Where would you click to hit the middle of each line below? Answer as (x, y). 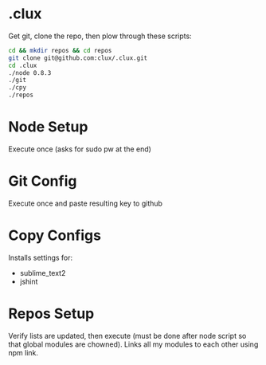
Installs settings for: (41, 257)
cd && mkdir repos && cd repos (60, 50)
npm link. (23, 352)
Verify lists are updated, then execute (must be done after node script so (127, 336)
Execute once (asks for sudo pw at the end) (80, 149)
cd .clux (23, 65)
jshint (29, 281)
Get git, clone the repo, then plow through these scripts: (100, 36)
